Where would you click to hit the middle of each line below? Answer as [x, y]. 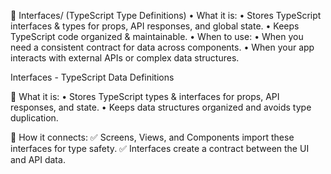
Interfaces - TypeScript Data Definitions [92, 77]
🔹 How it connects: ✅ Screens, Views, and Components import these [152, 137]
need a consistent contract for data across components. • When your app [162, 47]
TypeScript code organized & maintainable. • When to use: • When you [157, 36]
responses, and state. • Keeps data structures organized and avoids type [161, 107]
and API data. [38, 159]
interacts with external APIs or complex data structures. [125, 58]
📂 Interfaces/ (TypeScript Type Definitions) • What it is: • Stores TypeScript [166, 15]
